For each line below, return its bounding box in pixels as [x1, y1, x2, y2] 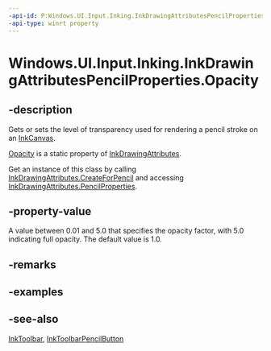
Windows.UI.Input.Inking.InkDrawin [8, 54, 254, 72]
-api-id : [8, 11, 38, 20]
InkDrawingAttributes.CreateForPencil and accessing [8, 172, 184, 182]
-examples [8, 285, 64, 299]
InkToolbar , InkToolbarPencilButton [8, 333, 124, 343]
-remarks [8, 258, 56, 271]
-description [8, 103, 73, 117]
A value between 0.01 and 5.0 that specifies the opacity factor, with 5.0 [8, 226, 244, 236]
